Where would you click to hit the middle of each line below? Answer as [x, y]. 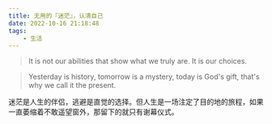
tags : [17, 31]
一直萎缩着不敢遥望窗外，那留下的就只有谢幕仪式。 [93, 112]
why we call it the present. [72, 85]
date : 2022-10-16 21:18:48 [54, 23]
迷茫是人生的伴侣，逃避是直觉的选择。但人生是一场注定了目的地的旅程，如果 [136, 102]
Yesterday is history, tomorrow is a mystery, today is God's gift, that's [144, 76]
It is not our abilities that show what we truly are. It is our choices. [138, 61]
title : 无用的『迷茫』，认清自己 [56, 16]
